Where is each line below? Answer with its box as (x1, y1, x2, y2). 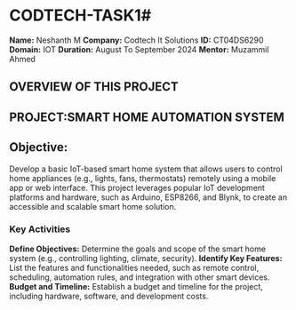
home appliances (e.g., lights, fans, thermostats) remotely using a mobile (9, 172, 276, 183)
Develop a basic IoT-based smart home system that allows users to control (9, 163, 283, 174)
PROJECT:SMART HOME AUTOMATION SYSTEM (9, 109, 284, 124)
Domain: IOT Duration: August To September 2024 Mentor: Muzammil (9, 44, 269, 54)
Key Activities (9, 223, 71, 235)
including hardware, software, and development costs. (9, 290, 209, 301)
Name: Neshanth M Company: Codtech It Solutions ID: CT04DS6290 (9, 35, 264, 45)
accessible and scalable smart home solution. (9, 201, 177, 211)
